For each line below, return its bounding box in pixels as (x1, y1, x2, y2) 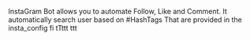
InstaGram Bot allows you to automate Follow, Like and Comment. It (8, 7, 227, 16)
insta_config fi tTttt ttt (8, 24, 77, 32)
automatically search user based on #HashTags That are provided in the (8, 15, 242, 24)
